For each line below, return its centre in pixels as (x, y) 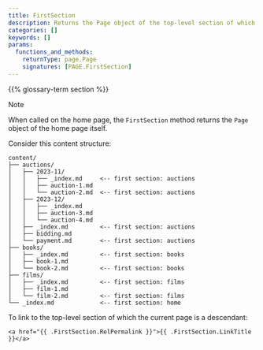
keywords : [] (30, 37)
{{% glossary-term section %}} (58, 89)
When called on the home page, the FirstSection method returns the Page (128, 120)
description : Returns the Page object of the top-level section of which (132, 23)
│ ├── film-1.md (38, 289)
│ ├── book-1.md (38, 261)
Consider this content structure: (60, 143)
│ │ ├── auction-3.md (50, 213)
